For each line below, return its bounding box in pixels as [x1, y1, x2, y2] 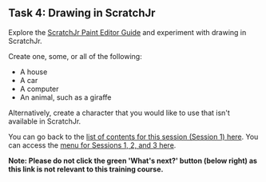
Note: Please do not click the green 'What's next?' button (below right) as [8, 156, 258, 165]
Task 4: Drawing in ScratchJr [8, 6, 156, 20]
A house [19, 67, 48, 77]
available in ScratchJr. [8, 116, 81, 126]
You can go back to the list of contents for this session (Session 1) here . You [8, 132, 259, 141]
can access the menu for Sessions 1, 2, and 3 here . [8, 140, 177, 150]
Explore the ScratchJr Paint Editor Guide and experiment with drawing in [8, 27, 247, 37]
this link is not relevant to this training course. [8, 164, 164, 174]
